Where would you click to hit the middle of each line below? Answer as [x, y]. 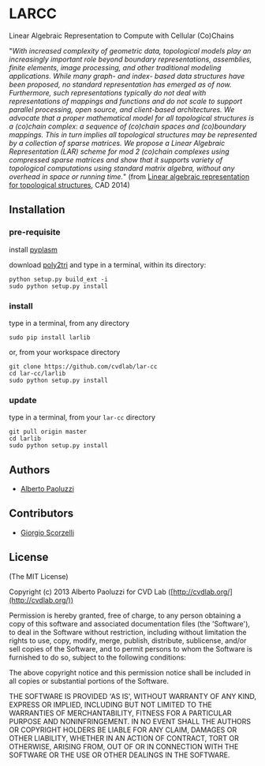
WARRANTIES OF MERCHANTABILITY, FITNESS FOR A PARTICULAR [120, 713]
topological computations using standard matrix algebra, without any [122, 168]
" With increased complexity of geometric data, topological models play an [130, 50]
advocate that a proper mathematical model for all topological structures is [132, 118]
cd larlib [25, 439]
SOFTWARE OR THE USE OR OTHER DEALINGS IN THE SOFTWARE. [119, 755]
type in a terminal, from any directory [69, 323]
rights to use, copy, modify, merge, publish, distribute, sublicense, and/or [128, 641]
